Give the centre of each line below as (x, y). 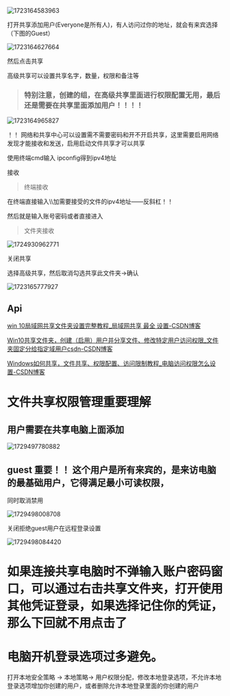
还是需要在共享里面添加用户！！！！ (84, 105)
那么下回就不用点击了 (67, 623)
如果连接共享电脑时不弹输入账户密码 (109, 572)
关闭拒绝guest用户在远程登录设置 (54, 528)
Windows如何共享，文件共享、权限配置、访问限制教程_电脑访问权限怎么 (108, 364)
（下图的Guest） (30, 33)
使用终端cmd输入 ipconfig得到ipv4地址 (62, 158)
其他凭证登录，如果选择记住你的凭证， (115, 606)
